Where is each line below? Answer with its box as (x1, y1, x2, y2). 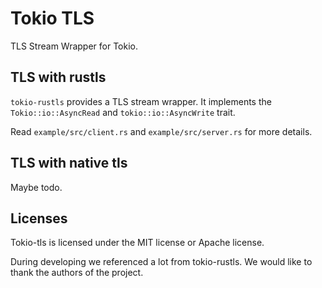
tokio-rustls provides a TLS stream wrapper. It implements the (10, 95, 272, 107)
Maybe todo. (10, 181, 63, 193)
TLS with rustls (10, 69, 107, 86)
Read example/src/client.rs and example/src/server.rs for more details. (10, 125, 313, 137)
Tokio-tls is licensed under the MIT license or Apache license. (10, 237, 265, 249)
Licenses (10, 210, 68, 227)
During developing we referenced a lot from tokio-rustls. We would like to (10, 256, 313, 268)
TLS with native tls (10, 155, 128, 172)
